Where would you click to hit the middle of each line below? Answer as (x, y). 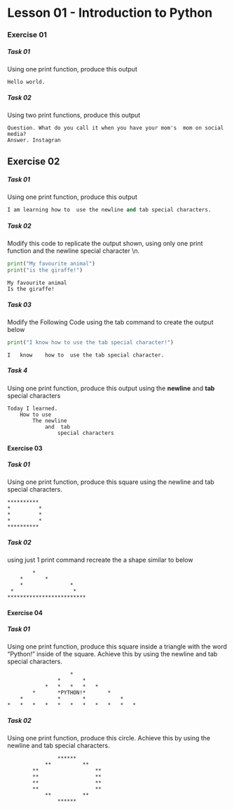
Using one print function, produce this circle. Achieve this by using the (109, 738)
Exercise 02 (34, 161)
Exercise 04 (25, 613)
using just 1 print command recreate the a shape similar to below (101, 560)
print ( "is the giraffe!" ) (45, 270)
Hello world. (26, 82)
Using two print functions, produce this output (74, 115)
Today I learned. (33, 408)
